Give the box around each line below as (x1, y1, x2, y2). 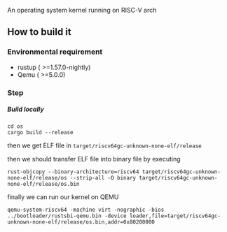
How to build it (7, 26, 71, 38)
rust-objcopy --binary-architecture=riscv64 (7, 168, 139, 175)
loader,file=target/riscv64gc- (129, 212, 221, 219)
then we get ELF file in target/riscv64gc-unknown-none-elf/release (7, 141, 202, 150)
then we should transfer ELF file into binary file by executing (7, 154, 181, 163)
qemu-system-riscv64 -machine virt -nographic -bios (7, 206, 165, 213)
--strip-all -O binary (69, 174, 137, 181)
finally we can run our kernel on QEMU (7, 192, 119, 201)
